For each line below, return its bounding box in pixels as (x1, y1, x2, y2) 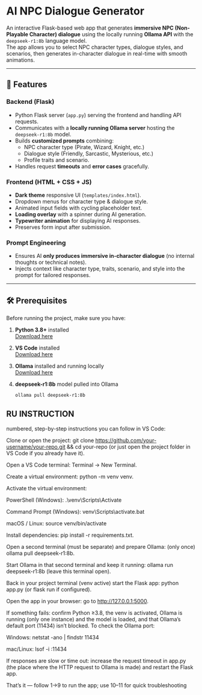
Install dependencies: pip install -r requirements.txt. (6, 531, 134, 539)
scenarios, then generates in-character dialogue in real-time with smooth (6, 50, 188, 57)
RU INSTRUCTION (6, 409, 75, 419)
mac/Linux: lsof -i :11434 (6, 645, 67, 653)
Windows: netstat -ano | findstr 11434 (6, 633, 99, 641)
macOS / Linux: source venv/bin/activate (6, 519, 107, 527)
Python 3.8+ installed (14, 326, 69, 333)
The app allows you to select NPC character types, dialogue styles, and (6, 43, 183, 51)
